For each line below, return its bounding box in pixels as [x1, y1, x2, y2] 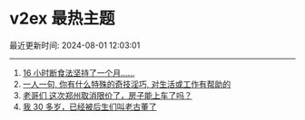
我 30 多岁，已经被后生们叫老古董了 [22, 101, 157, 112]
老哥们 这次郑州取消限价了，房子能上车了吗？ [22, 89, 192, 100]
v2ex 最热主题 [9, 8, 115, 29]
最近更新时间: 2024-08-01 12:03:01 [9, 40, 141, 51]
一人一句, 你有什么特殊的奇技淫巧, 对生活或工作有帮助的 [22, 78, 231, 89]
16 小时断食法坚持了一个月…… [22, 67, 135, 78]
